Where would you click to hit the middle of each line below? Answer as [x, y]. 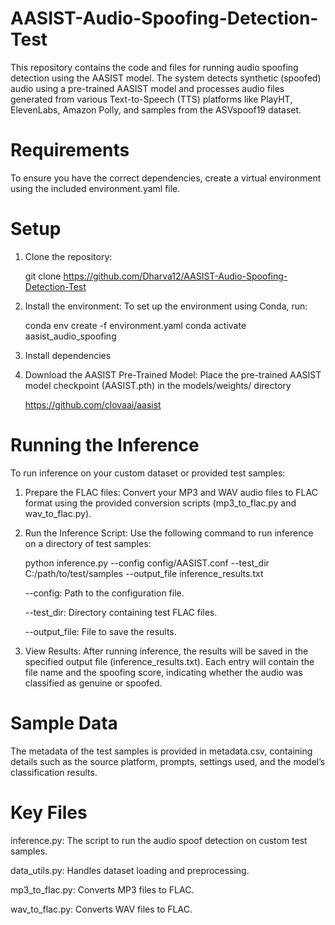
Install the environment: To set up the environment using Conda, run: [166, 306]
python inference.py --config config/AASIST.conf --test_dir [147, 563]
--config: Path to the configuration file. [104, 593]
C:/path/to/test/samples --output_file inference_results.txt [144, 573]
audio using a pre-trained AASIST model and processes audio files [147, 88]
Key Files [49, 812]
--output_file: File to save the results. [100, 631]
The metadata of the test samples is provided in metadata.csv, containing [161, 751]
